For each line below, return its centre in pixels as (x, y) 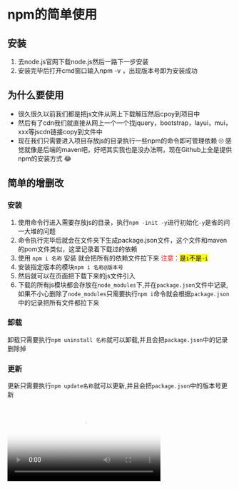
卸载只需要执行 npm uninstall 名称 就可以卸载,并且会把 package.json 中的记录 (118, 339)
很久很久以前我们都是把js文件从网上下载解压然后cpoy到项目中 (109, 114)
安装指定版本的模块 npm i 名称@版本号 (70, 267)
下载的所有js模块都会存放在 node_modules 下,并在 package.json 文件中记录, (123, 284)
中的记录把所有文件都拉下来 (59, 302)
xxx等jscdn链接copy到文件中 (60, 131)
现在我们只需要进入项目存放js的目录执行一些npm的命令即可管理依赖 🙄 (121, 141)
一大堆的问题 (36, 231)
